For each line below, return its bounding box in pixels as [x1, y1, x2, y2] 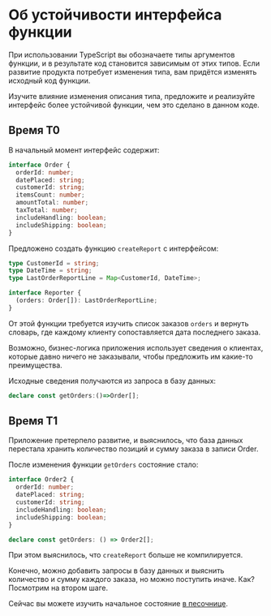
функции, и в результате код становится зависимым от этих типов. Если [8, 58, 260, 68]
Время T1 [8, 414, 58, 428]
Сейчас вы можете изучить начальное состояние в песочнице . [8, 599, 229, 609]
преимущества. [8, 360, 62, 370]
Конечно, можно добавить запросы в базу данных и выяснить [8, 566, 225, 575]
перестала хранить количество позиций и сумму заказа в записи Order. [8, 444, 259, 454]
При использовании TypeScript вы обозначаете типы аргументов [8, 50, 235, 59]
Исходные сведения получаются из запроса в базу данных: [8, 376, 217, 386]
